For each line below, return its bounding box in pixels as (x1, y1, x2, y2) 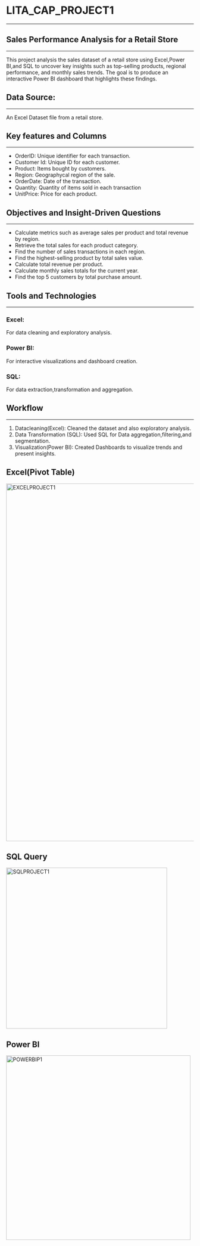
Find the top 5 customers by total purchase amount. (14, 274, 142, 281)
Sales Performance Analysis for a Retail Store (6, 35, 179, 45)
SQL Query (6, 851, 48, 861)
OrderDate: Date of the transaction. (14, 178, 102, 185)
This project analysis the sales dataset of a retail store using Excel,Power (6, 56, 185, 63)
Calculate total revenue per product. (14, 261, 104, 268)
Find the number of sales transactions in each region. (14, 248, 146, 255)
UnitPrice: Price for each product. (14, 190, 98, 197)
